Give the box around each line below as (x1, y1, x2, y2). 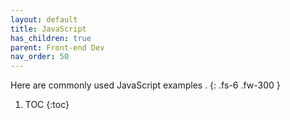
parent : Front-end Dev (10, 42, 105, 53)
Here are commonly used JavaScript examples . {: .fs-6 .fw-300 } (10, 79, 281, 91)
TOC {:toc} (24, 99, 70, 111)
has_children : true (10, 33, 92, 43)
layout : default (10, 14, 78, 25)
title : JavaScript (10, 24, 87, 34)
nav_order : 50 (10, 52, 70, 62)
